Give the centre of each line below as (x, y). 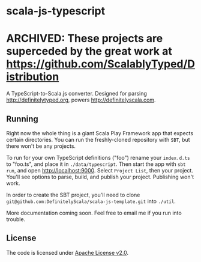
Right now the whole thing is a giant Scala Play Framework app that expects (100, 133)
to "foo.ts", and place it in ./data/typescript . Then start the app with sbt (96, 164)
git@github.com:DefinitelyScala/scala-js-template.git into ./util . (91, 201)
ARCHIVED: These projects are (85, 39)
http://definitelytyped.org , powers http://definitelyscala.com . (81, 100)
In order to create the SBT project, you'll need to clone (73, 195)
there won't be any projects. (41, 146)
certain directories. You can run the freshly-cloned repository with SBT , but (98, 139)
